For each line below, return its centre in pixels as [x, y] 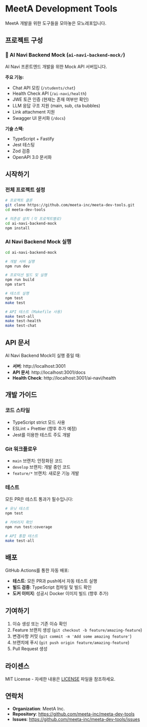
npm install [17, 228]
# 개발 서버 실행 [20, 261]
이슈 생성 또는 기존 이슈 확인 [40, 624]
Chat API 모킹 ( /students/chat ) [44, 87]
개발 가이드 [21, 395]
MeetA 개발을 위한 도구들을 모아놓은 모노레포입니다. [56, 23]
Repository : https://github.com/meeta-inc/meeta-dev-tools [73, 714]
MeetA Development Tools [61, 9]
